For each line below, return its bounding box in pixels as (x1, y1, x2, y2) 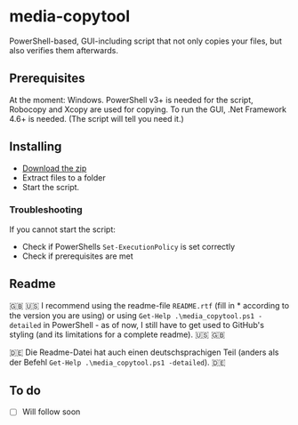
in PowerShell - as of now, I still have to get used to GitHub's (43, 319, 265, 330)
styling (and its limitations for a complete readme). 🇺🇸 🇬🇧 (9, 329, 225, 340)
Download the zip (21, 163, 87, 173)
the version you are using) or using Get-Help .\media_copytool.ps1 (9, 309, 255, 321)
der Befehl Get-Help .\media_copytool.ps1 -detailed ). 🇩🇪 (9, 357, 226, 367)
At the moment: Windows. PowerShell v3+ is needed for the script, (9, 94, 254, 105)
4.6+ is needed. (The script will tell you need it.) (9, 113, 184, 124)
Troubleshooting (9, 204, 83, 216)
